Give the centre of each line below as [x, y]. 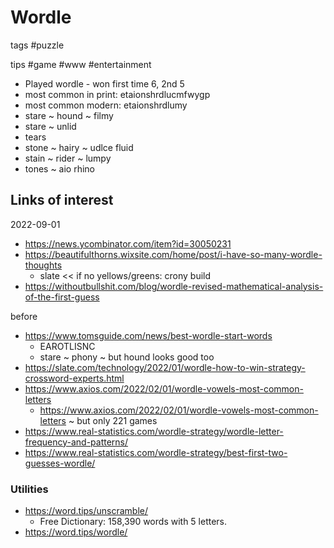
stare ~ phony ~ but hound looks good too [127, 357]
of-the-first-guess [62, 297]
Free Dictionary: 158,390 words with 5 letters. [133, 522]
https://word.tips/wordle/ [76, 532]
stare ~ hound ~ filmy [69, 115]
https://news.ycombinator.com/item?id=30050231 [128, 243]
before [24, 316]
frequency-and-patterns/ [76, 442]
